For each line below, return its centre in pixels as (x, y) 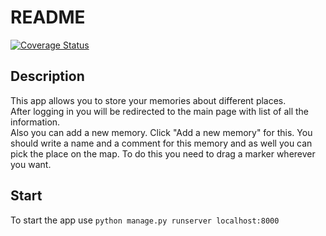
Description (47, 76)
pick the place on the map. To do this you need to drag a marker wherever (163, 153)
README (48, 17)
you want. (31, 164)
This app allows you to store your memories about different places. (148, 100)
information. (35, 122)
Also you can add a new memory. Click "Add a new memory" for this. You (161, 132)
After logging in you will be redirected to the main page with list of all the (159, 111)
